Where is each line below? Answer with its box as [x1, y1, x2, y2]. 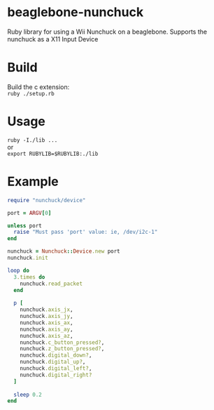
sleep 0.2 [13, 391, 42, 398]
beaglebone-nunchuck [7, 4, 144, 20]
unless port [7, 222, 42, 229]
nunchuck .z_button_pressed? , [20, 345, 105, 352]
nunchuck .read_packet [20, 280, 83, 287]
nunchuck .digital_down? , [20, 352, 92, 359]
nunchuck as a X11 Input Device [7, 34, 99, 43]
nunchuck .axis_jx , [20, 306, 73, 313]
